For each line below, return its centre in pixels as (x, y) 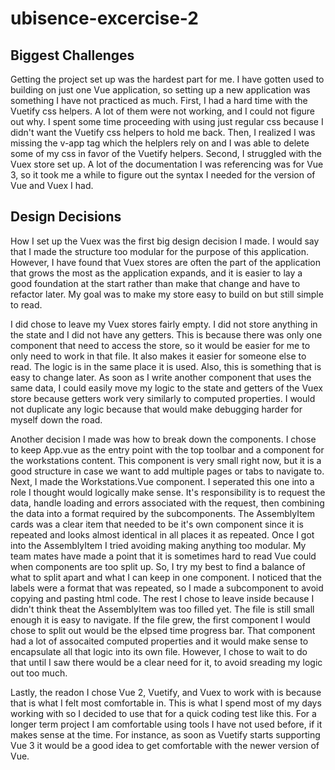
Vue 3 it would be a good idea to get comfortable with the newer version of (165, 745)
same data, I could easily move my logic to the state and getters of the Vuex (166, 388)
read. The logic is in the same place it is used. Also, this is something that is (166, 366)
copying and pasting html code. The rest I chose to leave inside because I (162, 598)
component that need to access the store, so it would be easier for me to (160, 345)
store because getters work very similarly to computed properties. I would (163, 398)
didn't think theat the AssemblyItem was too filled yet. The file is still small (162, 609)
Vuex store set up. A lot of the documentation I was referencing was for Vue (167, 164)
